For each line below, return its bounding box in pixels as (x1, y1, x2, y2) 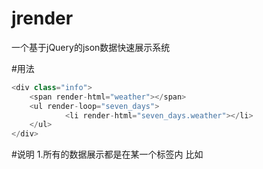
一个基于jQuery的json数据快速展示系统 (11, 41, 171, 53)
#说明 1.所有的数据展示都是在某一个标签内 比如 (11, 148, 204, 161)
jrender (11, 7, 74, 30)
